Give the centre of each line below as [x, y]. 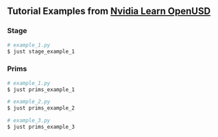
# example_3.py [29, 121]
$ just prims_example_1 [41, 89]
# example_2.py [29, 102]
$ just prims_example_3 [41, 127]
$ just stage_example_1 [41, 51]
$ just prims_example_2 [41, 108]
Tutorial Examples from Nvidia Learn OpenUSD [109, 11]
